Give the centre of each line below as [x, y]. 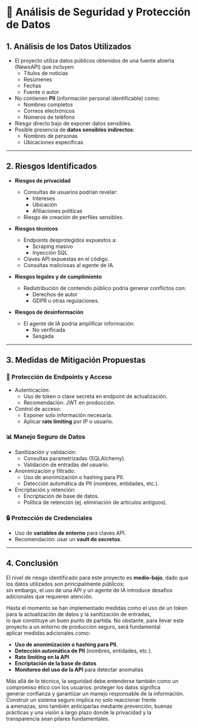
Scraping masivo [53, 246]
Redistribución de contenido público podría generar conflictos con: [105, 288]
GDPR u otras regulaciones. [66, 300]
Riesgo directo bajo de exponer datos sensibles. [73, 123]
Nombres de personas [50, 136]
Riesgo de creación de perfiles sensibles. [73, 217]
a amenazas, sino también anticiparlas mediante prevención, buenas [89, 706]
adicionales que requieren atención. [49, 596]
